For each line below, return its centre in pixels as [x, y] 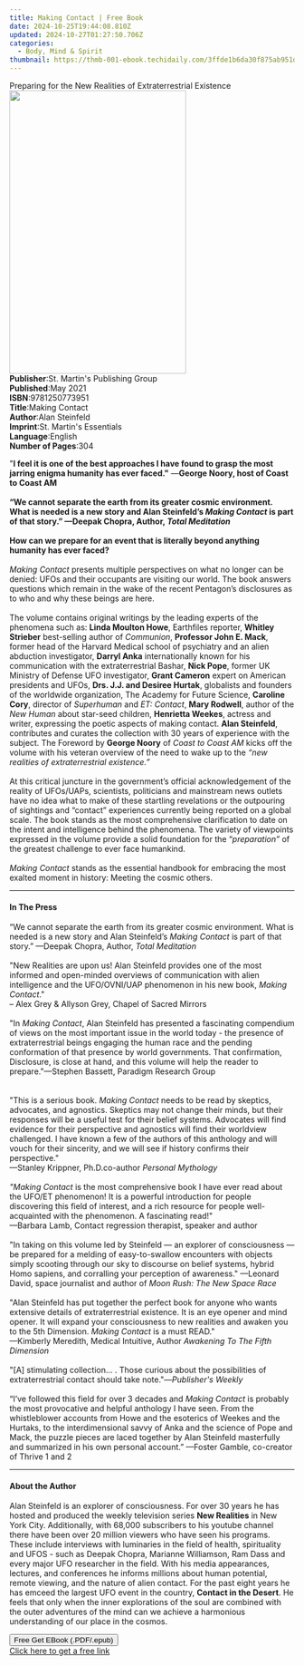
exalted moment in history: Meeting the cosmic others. [111, 877]
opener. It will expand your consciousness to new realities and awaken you [149, 1322]
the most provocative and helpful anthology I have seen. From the [132, 1408]
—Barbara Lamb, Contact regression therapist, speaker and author [133, 1225]
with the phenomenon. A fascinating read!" [133, 1216]
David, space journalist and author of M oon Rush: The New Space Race [143, 1283]
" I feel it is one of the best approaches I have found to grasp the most [142, 464]
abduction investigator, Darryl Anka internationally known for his [130, 656]
